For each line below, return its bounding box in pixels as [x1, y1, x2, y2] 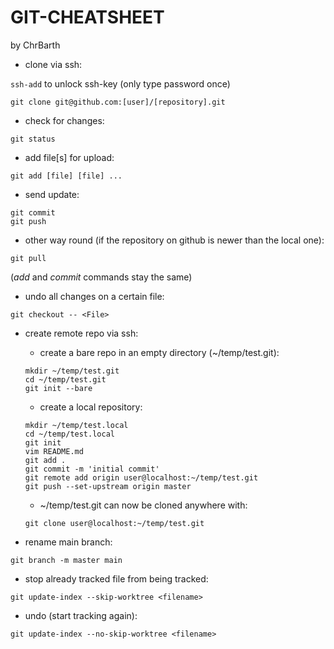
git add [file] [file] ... [10, 171, 123, 181]
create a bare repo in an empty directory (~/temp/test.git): [39, 346, 280, 358]
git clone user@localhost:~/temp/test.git [24, 518, 205, 528]
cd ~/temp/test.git [24, 374, 107, 385]
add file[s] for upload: [24, 151, 115, 163]
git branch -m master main [10, 555, 123, 565]
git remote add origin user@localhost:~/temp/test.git [24, 472, 259, 483]
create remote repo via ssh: [24, 327, 139, 339]
